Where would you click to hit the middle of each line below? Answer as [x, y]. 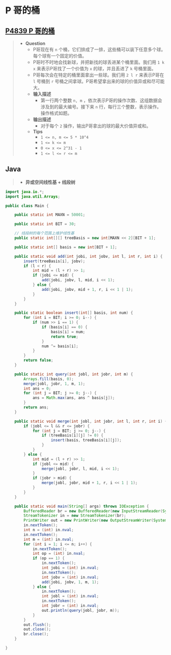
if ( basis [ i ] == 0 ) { [64, 327]
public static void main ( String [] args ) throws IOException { [82, 506]
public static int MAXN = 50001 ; [50, 215]
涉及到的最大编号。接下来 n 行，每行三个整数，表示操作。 [101, 107]
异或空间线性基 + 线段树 [50, 182]
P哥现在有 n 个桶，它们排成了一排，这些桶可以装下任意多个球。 [99, 49]
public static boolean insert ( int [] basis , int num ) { [74, 313]
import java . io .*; [25, 192]
